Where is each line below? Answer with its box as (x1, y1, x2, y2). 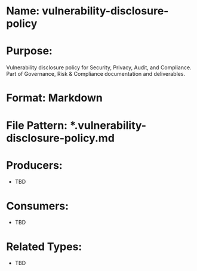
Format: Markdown (6, 91, 103, 105)
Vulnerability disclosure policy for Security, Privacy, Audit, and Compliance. (6, 64, 192, 71)
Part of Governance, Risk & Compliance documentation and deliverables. (6, 70, 186, 78)
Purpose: (6, 44, 53, 58)
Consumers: (6, 199, 69, 213)
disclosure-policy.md (6, 131, 115, 144)
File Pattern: (6, 118, 67, 132)
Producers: (6, 158, 63, 172)
